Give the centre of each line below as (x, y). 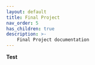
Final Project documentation (53, 40)
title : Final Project (33, 17)
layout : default (26, 12)
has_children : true (30, 29)
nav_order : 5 (22, 23)
